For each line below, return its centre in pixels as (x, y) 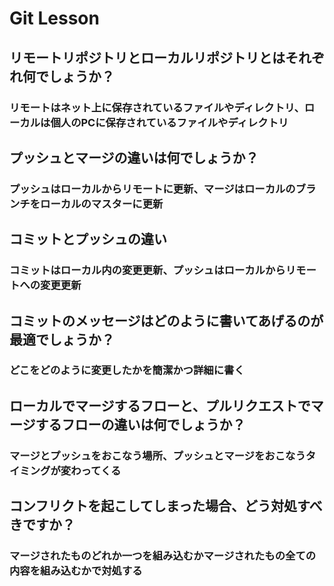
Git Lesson (54, 18)
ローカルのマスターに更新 (102, 204)
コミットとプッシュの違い (88, 239)
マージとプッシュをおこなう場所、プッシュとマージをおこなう (157, 455)
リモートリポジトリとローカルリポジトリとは (147, 57)
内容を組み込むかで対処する (76, 571)
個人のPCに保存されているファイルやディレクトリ (169, 122)
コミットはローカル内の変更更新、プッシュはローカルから (147, 270)
